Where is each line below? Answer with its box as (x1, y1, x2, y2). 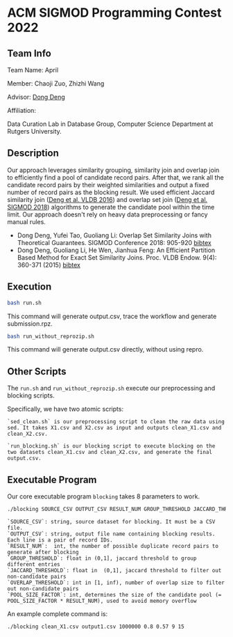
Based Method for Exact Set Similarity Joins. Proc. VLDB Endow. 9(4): (17, 253, 217, 262)
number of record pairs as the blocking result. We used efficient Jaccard (7, 188, 215, 196)
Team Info (7, 47, 52, 59)
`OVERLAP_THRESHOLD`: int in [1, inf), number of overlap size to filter (7, 579, 225, 586)
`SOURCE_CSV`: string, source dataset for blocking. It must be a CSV (7, 518, 216, 525)
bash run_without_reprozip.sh (7, 333, 95, 340)
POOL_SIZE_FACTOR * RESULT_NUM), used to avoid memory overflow (7, 597, 197, 604)
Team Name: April (7, 66, 59, 74)
